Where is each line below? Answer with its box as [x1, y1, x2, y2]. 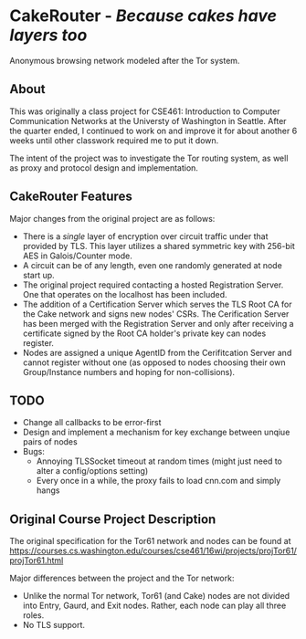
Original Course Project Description [9, 511, 216, 527]
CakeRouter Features [9, 189, 132, 204]
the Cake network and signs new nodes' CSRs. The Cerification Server [22, 308, 290, 319]
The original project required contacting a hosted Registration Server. [22, 279, 284, 290]
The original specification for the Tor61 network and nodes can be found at [9, 536, 291, 547]
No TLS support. [22, 620, 85, 631]
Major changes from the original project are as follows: [9, 213, 216, 224]
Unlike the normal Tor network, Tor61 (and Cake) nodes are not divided [22, 591, 290, 602]
